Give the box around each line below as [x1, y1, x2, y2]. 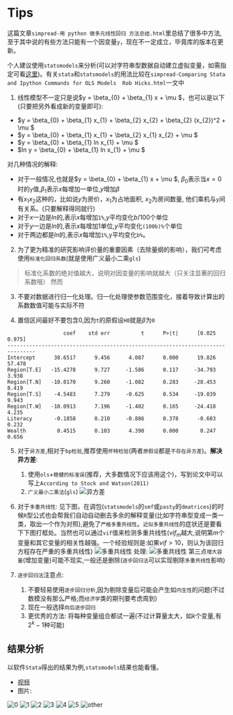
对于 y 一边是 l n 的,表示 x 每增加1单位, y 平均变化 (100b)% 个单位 [17, 222, 183, 231]
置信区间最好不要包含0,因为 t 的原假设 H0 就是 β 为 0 [17, 316, 155, 325]
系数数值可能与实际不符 [17, 301, 85, 309]
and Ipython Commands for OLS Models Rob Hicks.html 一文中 [7, 78, 185, 86]
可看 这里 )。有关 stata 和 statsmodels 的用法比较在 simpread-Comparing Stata [13, 70, 226, 78]
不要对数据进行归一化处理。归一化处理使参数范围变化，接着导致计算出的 [17, 293, 225, 301]
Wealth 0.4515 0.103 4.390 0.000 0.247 [7, 427, 216, 435]
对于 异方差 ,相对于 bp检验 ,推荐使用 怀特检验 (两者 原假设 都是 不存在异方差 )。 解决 [17, 447, 223, 455]
